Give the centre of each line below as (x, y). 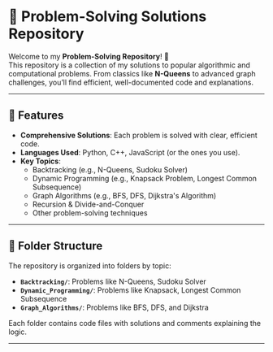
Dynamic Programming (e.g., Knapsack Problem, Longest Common (145, 178)
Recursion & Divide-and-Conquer (88, 204)
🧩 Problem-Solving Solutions (108, 17)
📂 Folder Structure (56, 246)
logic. (17, 332)
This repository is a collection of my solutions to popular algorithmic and (129, 65)
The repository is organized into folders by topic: (90, 265)
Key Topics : (40, 161)
